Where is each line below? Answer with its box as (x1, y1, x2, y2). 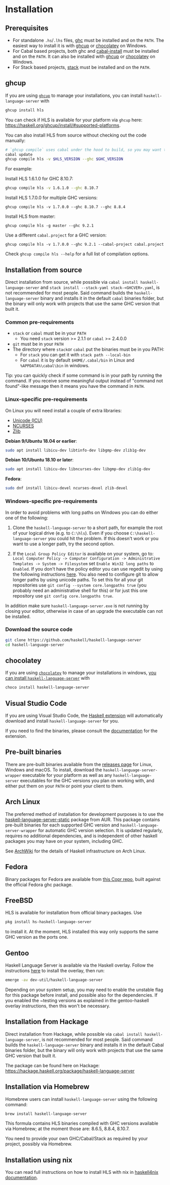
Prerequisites (5, 24, 49, 32)
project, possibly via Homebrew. (5, 1141, 72, 1147)
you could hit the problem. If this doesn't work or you (48, 535, 158, 541)
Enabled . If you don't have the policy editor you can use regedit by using (12, 566, 163, 572)
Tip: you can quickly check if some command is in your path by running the (5, 372, 162, 379)
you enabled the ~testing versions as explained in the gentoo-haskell (5, 997, 149, 1003)
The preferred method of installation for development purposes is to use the (5, 811, 164, 817)
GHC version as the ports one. (5, 934, 68, 940)
